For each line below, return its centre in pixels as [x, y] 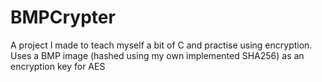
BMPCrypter [63, 17]
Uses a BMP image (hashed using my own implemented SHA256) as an [157, 55]
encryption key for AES [58, 66]
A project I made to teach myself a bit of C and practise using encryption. [161, 45]
